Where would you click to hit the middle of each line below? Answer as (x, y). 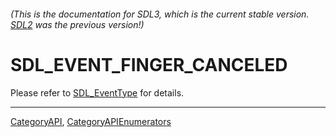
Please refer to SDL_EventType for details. (97, 92)
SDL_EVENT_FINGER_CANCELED (149, 64)
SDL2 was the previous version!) (77, 24)
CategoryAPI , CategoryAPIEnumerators (91, 121)
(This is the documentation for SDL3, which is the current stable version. (160, 14)
